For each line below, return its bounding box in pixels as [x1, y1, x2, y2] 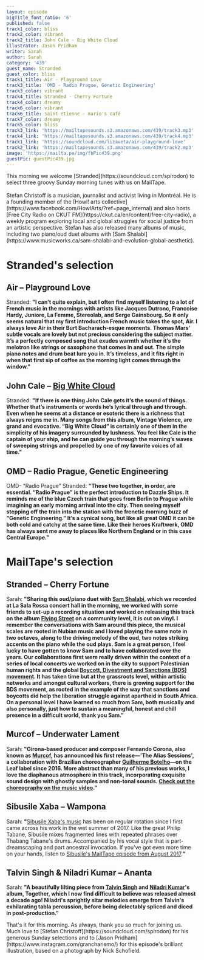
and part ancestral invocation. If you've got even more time [43, 843, 191, 851]
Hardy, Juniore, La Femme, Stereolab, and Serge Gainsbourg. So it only [6, 311, 189, 319]
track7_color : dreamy [6, 116, 61, 122]
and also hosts [154, 205, 190, 212]
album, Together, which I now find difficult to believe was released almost [6, 890, 196, 897]
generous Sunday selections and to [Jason [6, 934, 114, 942]
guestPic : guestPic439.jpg [6, 156, 75, 162]
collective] [101, 198, 127, 205]
